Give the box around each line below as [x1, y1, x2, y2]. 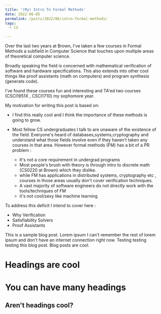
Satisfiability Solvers [12, 217, 54, 223]
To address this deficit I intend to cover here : [5, 203, 96, 209]
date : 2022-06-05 [5, 12, 40, 17]
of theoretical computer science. [5, 53, 71, 59]
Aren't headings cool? [5, 301, 74, 309]
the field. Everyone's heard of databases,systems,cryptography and [12, 132, 149, 138]
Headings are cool [5, 259, 80, 271]
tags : [5, 21, 16, 26]
